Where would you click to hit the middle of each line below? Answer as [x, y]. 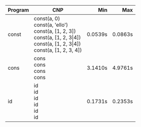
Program [18, 10]
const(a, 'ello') [51, 25]
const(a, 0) [47, 18]
